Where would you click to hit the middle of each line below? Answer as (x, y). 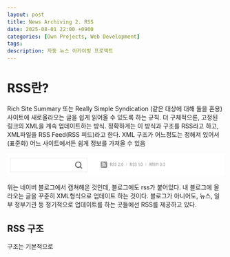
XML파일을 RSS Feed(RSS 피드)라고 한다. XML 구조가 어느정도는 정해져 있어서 (113, 134)
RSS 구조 (25, 228)
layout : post (26, 15)
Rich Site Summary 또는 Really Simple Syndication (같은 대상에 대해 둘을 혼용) (115, 108)
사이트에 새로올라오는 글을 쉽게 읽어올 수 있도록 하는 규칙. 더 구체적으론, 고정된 (113, 117)
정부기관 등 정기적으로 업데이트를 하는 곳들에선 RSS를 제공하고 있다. (105, 204)
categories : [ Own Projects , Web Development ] (73, 37)
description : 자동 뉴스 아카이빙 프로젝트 (60, 51)
